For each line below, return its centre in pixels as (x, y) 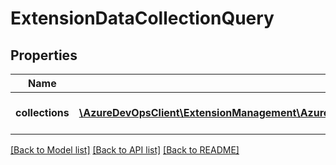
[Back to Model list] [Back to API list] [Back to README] (125, 150)
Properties (44, 55)
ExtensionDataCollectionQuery (142, 18)
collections (42, 112)
